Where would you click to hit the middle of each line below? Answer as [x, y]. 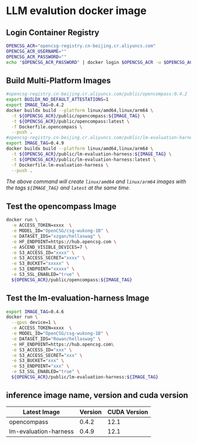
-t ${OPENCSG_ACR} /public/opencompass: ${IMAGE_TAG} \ [78, 116]
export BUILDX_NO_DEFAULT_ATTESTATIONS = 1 [57, 100]
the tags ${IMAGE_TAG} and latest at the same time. [68, 188]
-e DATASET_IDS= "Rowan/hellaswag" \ [56, 339]
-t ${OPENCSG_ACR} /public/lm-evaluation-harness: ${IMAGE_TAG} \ [91, 154]
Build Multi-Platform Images [59, 80]
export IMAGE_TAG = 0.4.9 [35, 143]
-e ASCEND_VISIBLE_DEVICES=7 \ [50, 247]
